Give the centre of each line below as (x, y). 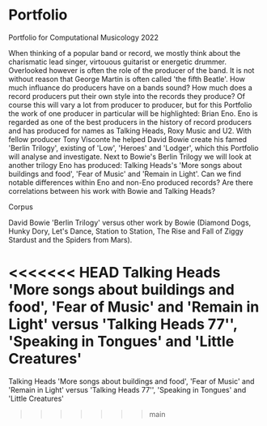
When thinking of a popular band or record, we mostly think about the (125, 53)
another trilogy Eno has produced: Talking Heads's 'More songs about (125, 165)
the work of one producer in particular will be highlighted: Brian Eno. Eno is (133, 113)
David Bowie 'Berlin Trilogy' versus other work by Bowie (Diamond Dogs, (130, 222)
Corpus (21, 207)
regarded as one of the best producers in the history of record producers (130, 122)
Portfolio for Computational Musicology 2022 (84, 37)
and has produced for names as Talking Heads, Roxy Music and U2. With (130, 131)
